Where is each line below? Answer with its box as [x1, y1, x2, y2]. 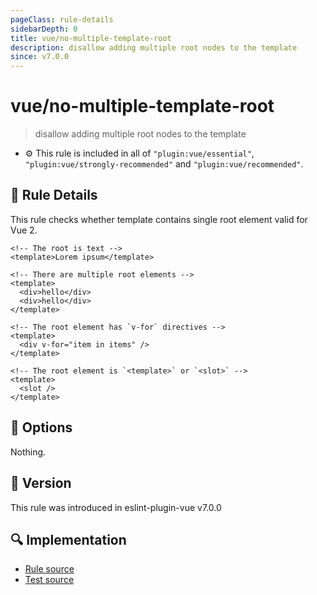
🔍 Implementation [10, 531, 127, 548]
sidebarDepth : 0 [10, 24, 78, 34]
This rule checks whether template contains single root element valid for [10, 213, 308, 225]
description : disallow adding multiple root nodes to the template [10, 42, 298, 53]
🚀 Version [10, 475, 72, 492]
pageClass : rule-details [10, 14, 114, 25]
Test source [24, 574, 75, 586]
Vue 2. [10, 224, 38, 236]
